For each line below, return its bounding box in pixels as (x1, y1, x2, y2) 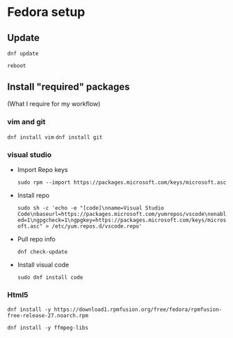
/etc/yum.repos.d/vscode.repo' (51, 223, 143, 230)
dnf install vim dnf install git (7, 134, 103, 141)
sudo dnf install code (17, 274, 83, 281)
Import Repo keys (17, 166, 68, 174)
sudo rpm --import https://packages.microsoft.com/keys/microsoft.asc (17, 179, 227, 186)
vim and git (7, 117, 46, 126)
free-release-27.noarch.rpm (7, 312, 89, 319)
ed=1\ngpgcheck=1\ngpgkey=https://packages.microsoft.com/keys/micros (17, 217, 227, 224)
